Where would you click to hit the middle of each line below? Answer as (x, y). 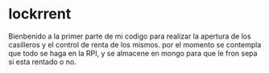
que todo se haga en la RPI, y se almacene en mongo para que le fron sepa (133, 53)
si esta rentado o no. (42, 62)
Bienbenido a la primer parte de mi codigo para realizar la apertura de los (130, 36)
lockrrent (40, 14)
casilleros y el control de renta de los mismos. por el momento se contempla (135, 44)
